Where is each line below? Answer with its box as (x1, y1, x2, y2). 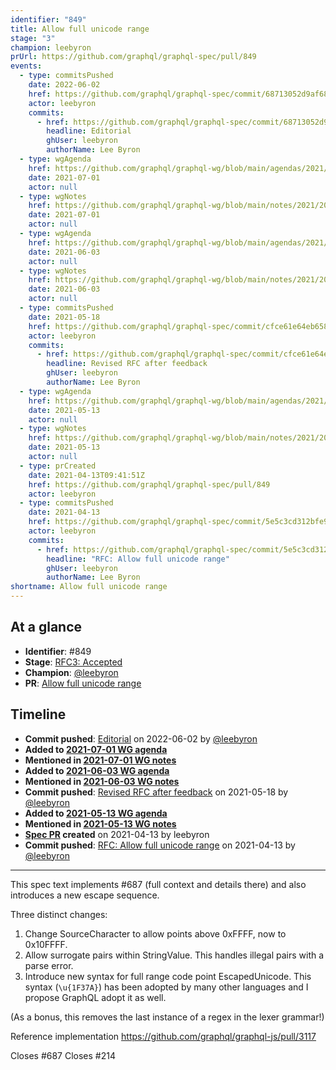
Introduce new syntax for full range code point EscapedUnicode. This (24, 970, 312, 982)
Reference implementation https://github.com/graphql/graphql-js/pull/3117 (10, 1030, 317, 1042)
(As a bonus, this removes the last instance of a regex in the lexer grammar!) (10, 1011, 325, 1023)
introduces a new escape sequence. (10, 889, 160, 901)
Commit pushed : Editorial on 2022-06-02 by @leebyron (24, 732, 258, 745)
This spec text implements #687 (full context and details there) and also (10, 878, 307, 890)
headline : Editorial (46, 126, 132, 136)
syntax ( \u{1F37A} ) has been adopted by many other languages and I (24, 981, 309, 993)
